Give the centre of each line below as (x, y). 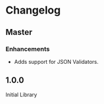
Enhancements (28, 49)
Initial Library (21, 95)
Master (19, 32)
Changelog (33, 10)
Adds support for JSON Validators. (56, 61)
